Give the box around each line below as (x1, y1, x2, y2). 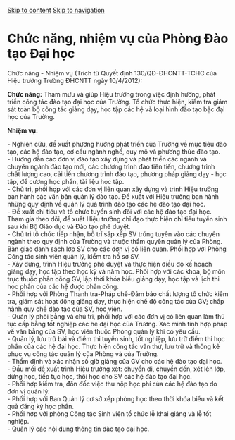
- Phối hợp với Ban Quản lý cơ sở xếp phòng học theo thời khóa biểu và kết (7, 394, 224, 403)
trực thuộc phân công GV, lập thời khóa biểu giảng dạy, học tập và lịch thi (7, 274, 220, 283)
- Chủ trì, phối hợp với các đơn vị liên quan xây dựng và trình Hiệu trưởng (7, 185, 219, 193)
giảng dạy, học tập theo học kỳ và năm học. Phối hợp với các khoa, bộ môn (7, 267, 226, 276)
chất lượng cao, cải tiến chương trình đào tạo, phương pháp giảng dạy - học (7, 169, 227, 178)
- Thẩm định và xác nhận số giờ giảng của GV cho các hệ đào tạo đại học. (7, 357, 222, 365)
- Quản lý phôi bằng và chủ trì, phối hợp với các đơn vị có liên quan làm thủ (7, 312, 225, 320)
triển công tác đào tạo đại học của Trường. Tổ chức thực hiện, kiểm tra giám (7, 97, 228, 106)
